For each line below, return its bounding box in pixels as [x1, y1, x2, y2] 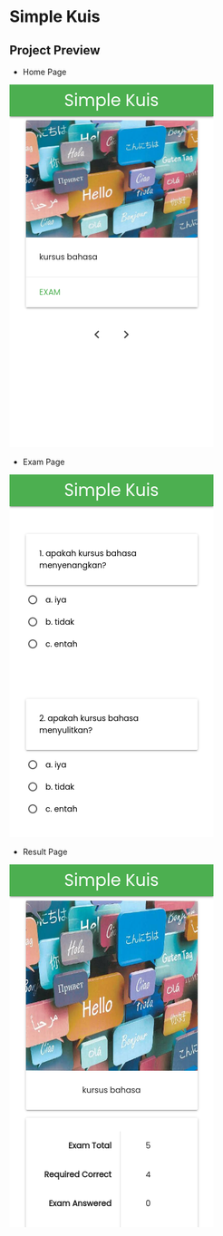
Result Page [22, 846, 68, 857]
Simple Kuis [9, 6, 101, 27]
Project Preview [9, 43, 101, 58]
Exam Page [22, 456, 65, 467]
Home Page [22, 66, 67, 77]
